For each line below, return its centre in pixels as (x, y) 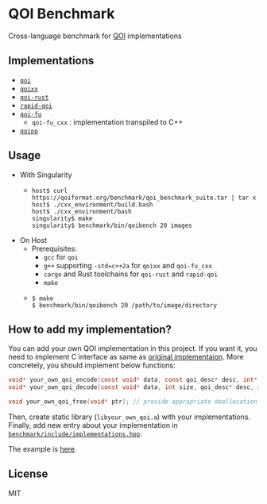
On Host (33, 240)
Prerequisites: (54, 248)
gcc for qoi (61, 257)
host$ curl (50, 190)
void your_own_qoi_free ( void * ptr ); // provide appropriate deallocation (133, 402)
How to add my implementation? (90, 329)
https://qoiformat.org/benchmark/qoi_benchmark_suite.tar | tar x (144, 198)
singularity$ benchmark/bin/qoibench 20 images (112, 225)
